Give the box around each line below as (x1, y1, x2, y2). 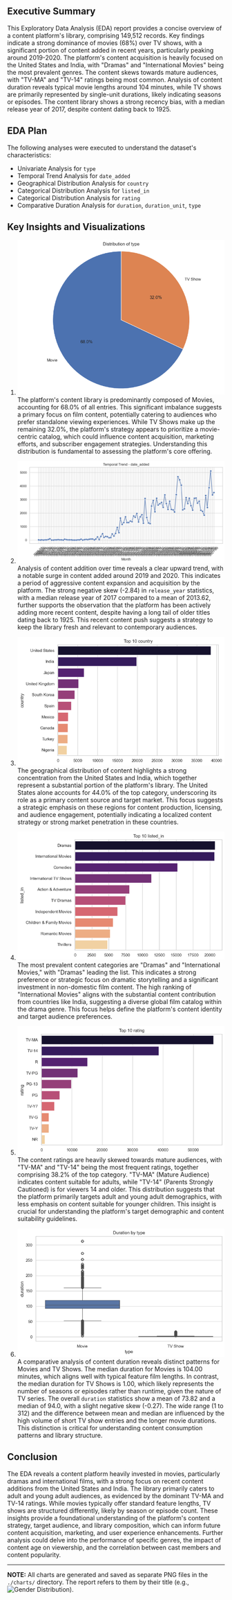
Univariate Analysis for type (17, 164, 96, 173)
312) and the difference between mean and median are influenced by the (17, 1409, 225, 1418)
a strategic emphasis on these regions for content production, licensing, (17, 803, 222, 811)
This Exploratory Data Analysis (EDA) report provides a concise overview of (7, 24, 222, 32)
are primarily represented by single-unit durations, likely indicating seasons (7, 90, 222, 98)
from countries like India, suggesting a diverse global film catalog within (17, 998, 222, 1006)
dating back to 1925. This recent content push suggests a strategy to (17, 616, 213, 624)
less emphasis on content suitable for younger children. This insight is (17, 1199, 217, 1208)
